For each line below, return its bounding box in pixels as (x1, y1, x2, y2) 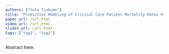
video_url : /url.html (5, 21, 51, 26)
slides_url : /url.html (5, 26, 53, 31)
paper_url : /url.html (5, 16, 51, 21)
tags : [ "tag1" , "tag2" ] (5, 30, 55, 35)
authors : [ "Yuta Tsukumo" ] (5, 7, 62, 12)
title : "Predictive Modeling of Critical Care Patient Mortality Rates (5, 12, 158, 17)
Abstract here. (5, 44, 35, 50)
